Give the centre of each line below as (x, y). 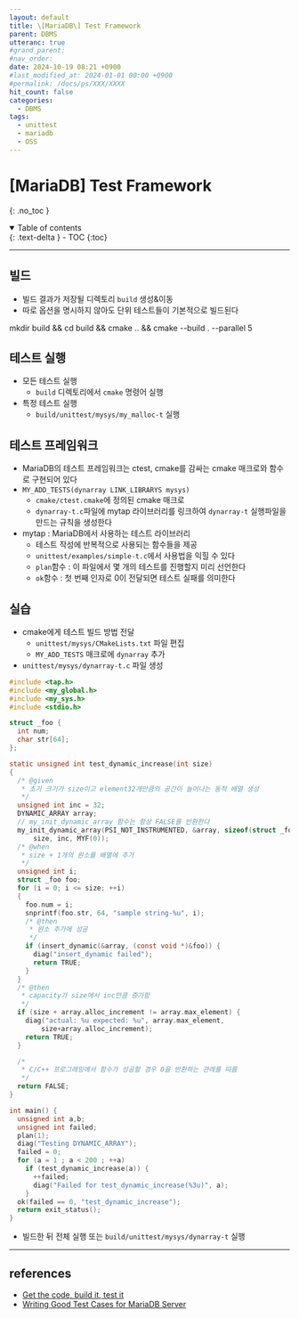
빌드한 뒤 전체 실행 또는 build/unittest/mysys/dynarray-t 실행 (133, 1237)
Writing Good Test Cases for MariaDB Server (104, 1304)
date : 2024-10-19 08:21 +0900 (65, 68)
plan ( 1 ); (33, 1135)
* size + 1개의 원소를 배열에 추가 (77, 855)
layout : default (39, 17)
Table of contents (49, 227)
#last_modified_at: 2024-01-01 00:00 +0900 (91, 76)
